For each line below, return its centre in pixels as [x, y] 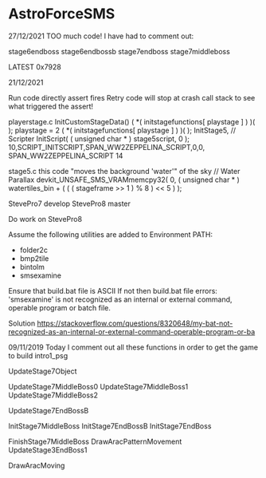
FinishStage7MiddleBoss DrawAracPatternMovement [95, 441]
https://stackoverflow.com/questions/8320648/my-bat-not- [135, 323]
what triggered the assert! [51, 106]
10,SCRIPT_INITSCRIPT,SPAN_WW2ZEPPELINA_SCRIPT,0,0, [107, 147]
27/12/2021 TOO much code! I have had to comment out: [101, 36]
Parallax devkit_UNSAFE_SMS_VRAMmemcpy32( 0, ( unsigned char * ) [124, 180]
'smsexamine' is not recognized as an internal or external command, [120, 299]
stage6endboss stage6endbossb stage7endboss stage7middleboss [119, 51]
